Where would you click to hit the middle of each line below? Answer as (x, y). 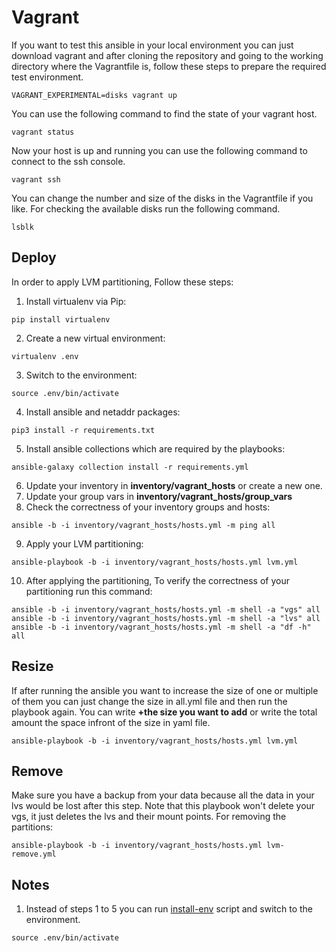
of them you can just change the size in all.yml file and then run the (149, 701)
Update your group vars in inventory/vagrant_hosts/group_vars (159, 496)
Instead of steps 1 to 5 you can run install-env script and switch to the (169, 909)
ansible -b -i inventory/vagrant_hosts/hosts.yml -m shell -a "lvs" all (166, 618)
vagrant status (43, 132)
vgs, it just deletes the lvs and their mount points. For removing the (149, 817)
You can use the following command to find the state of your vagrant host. (164, 113)
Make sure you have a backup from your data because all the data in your (163, 795)
